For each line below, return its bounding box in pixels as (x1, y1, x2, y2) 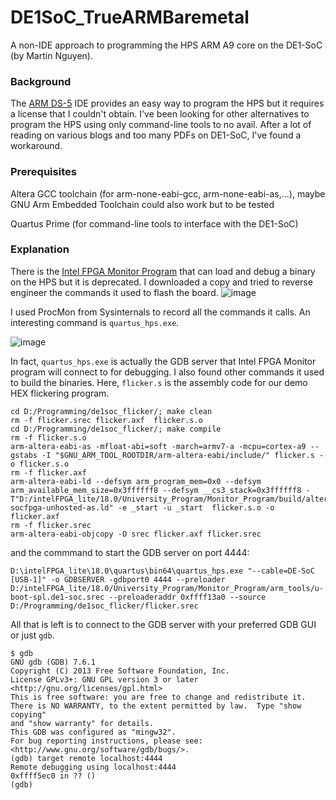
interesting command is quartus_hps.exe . (10, 316, 180, 328)
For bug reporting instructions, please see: (10, 736, 203, 746)
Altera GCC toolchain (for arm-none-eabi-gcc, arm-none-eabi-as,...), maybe (10, 187, 326, 200)
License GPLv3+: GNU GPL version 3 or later (10, 674, 199, 685)
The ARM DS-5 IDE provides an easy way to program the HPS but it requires (10, 97, 325, 110)
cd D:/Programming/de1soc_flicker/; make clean (10, 406, 213, 416)
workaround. (10, 140, 63, 152)
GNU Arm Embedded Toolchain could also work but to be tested (10, 198, 275, 210)
